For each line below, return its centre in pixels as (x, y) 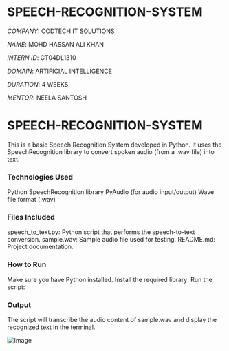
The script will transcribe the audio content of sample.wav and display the (112, 320)
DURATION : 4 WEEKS (38, 84)
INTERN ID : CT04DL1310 (42, 57)
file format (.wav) (32, 200)
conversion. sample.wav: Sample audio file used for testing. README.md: (111, 240)
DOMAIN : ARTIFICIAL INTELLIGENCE (59, 71)
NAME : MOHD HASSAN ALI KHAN (56, 44)
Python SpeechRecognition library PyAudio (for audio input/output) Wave (111, 192)
